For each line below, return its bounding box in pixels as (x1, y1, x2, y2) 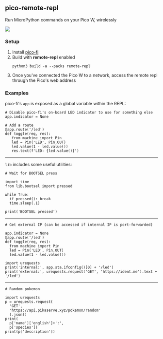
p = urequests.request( (5, 300, 53, 304)
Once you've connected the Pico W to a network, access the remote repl (12, 73, 158, 78)
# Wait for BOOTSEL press (5, 171, 57, 176)
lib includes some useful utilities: (5, 162, 72, 168)
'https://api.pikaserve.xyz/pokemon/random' (9, 308, 101, 313)
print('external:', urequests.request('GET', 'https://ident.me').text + (5, 269, 158, 274)
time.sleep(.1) (9, 201, 40, 206)
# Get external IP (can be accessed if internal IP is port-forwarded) (5, 223, 153, 227)
